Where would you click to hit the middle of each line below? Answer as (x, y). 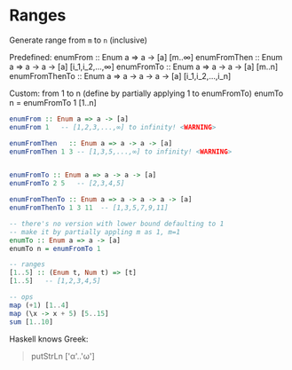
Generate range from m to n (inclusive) (79, 40)
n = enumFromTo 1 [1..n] (53, 102)
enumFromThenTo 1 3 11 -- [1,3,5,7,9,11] (89, 208)
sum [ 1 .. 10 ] (31, 322)
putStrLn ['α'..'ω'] (63, 356)
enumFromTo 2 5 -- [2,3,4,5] (67, 184)
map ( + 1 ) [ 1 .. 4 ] (39, 305)
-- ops (21, 297)
